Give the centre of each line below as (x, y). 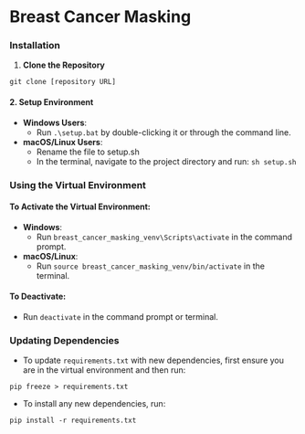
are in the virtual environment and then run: (104, 370)
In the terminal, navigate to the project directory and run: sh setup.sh (166, 161)
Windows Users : (55, 122)
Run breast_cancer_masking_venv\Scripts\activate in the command (164, 237)
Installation (35, 46)
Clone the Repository (63, 65)
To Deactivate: (38, 296)
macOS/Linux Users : (63, 142)
